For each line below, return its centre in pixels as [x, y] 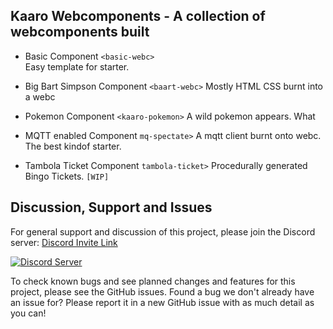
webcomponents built [80, 32]
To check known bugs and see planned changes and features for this [153, 281]
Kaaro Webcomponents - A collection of [138, 16]
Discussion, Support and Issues [111, 207]
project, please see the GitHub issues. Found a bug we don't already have [162, 291]
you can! [28, 313]
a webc [40, 96]
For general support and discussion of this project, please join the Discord [163, 231]
